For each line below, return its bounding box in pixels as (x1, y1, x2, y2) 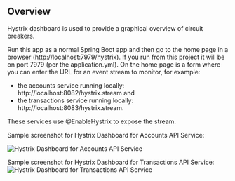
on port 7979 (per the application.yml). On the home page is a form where (7, 60, 221, 69)
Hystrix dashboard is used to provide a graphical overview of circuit (7, 24, 203, 32)
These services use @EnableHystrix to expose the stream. (7, 117, 177, 126)
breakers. (7, 32, 35, 40)
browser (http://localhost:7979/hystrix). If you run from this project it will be (7, 53, 225, 61)
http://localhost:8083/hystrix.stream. (17, 103, 124, 112)
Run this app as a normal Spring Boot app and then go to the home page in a (7, 45, 229, 53)
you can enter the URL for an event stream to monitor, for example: (7, 67, 201, 76)
